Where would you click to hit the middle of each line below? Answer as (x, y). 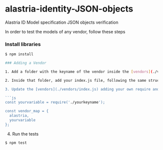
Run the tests (25, 134)
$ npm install (19, 54)
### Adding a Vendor (26, 63)
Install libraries (23, 44)
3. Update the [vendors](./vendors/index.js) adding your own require (78, 89)
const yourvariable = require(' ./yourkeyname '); (55, 103)
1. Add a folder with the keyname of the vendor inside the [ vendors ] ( (79, 72)
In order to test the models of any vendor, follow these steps (65, 31)
